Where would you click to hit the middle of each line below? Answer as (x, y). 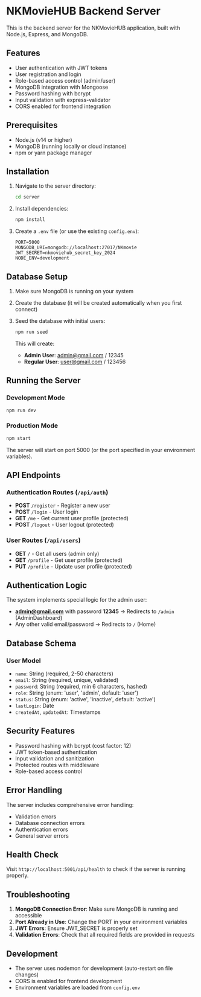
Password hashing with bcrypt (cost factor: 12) (73, 745)
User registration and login (48, 74)
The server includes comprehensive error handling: (70, 804)
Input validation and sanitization (55, 758)
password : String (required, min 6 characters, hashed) (81, 687)
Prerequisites (32, 125)
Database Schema (41, 643)
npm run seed (31, 332)
